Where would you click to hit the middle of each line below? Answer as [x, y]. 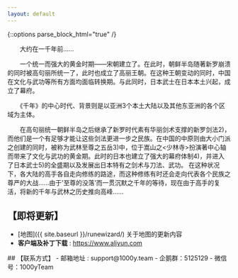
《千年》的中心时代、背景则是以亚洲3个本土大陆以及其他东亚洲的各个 [119, 105]
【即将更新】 [35, 216]
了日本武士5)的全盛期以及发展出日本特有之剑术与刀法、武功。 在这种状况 [114, 165]
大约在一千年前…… [47, 49]
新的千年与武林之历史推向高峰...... [75, 191]
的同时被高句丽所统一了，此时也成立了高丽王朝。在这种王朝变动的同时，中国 [119, 72]
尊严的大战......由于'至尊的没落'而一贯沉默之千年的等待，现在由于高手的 [111, 182]
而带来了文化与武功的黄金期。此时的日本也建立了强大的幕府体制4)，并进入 [116, 156]
